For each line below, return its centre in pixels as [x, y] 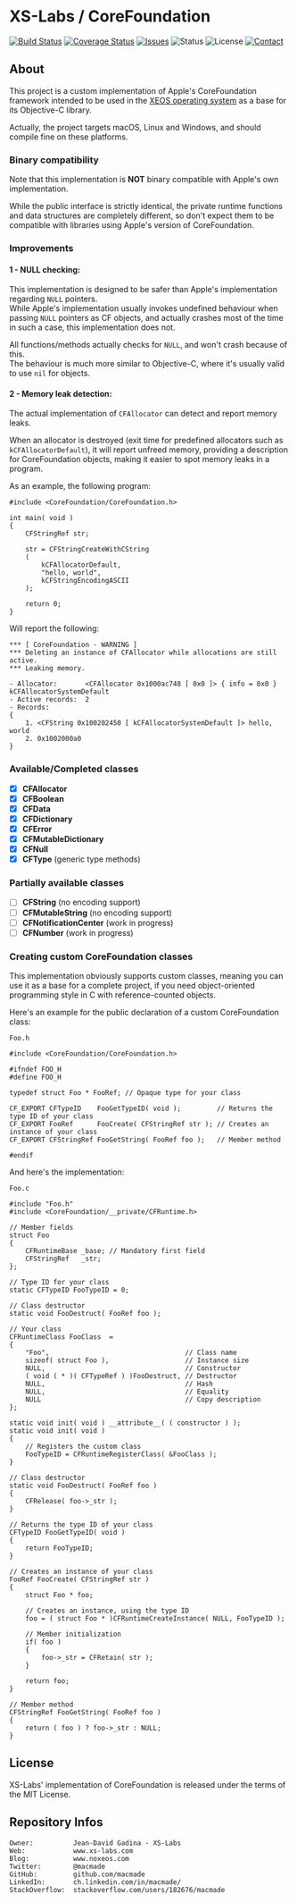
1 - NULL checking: [45, 269]
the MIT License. [40, 1794]
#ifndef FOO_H [36, 1070]
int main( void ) [41, 518]
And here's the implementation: [67, 1172]
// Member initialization [74, 1634]
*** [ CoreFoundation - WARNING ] [74, 645]
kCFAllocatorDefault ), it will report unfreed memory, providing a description [148, 450]
